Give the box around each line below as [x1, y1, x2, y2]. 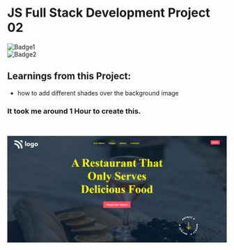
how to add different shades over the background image [17, 88, 179, 97]
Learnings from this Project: [7, 70, 131, 82]
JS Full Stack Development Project [7, 5, 210, 21]
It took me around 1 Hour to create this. [7, 106, 141, 116]
